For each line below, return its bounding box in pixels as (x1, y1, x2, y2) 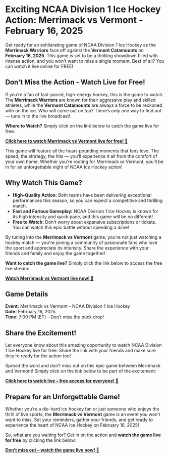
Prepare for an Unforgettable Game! (5, 392, 120, 401)
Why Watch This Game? (5, 179, 82, 187)
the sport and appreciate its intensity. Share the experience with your (5, 244, 149, 251)
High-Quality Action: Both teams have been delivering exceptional (12, 192, 152, 198)
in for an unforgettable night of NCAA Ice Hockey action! (5, 163, 123, 170)
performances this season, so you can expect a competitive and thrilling (12, 197, 163, 203)
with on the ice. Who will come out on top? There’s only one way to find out (5, 107, 161, 113)
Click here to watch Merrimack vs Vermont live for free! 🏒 (5, 138, 128, 144)
